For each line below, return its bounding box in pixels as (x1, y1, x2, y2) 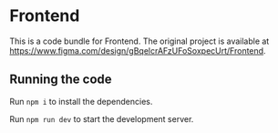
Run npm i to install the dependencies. (9, 96, 153, 107)
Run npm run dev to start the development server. (9, 113, 194, 124)
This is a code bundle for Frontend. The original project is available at (9, 36, 270, 46)
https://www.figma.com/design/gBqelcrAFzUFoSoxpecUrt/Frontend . (9, 45, 266, 56)
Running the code (9, 72, 112, 87)
